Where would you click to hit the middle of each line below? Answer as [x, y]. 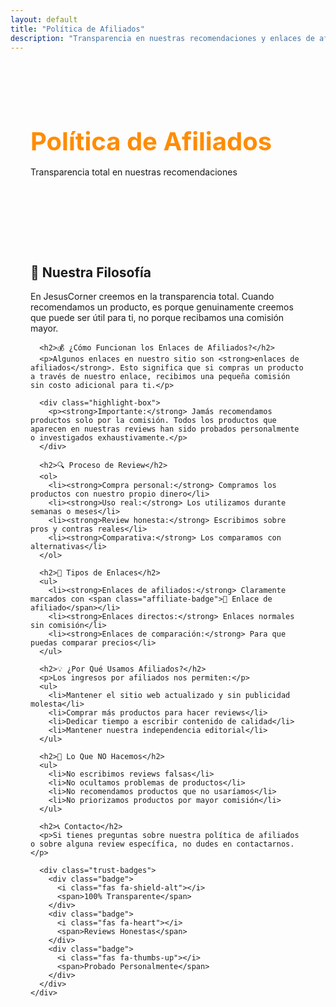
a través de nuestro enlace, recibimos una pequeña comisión [160, 377]
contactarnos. [265, 844]
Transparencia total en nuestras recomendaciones [134, 172]
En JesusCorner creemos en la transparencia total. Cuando [152, 297]
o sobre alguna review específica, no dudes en [131, 844]
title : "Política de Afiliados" [77, 29]
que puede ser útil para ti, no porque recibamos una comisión [157, 318]
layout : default [44, 19]
